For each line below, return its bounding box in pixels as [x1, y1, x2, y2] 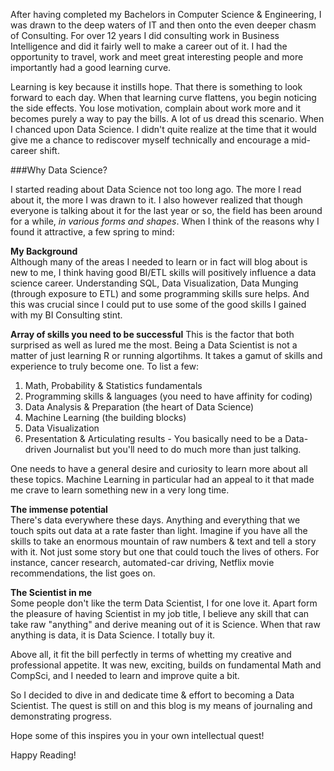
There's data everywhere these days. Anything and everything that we [10, 514, 301, 526]
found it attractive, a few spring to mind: [10, 226, 175, 238]
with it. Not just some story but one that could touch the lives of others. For [10, 546, 320, 558]
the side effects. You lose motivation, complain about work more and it [10, 102, 301, 114]
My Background [10, 245, 78, 257]
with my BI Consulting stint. [10, 309, 123, 321]
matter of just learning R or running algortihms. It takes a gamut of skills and [10, 350, 323, 361]
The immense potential [10, 504, 108, 515]
